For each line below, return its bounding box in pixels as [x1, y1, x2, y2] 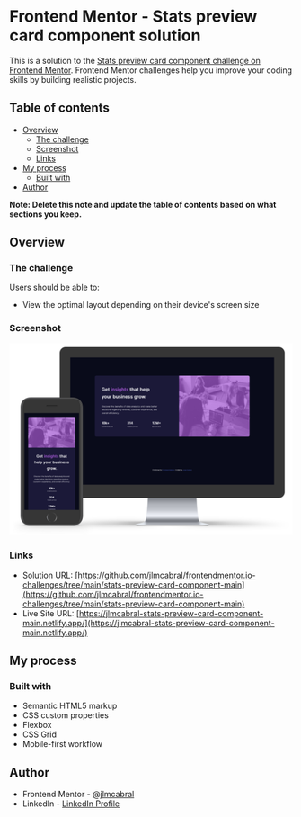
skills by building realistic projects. [9, 74, 137, 85]
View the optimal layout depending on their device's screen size [22, 300, 260, 310]
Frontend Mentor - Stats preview [9, 6, 258, 27]
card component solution [9, 25, 201, 46]
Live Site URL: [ [22, 607, 80, 618]
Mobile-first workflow [22, 739, 103, 750]
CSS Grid [22, 729, 57, 740]
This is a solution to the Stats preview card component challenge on [9, 55, 261, 66]
